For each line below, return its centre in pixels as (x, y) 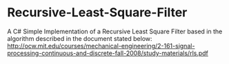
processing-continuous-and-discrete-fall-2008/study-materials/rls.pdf (108, 53)
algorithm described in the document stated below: (80, 38)
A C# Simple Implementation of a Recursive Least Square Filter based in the (115, 31)
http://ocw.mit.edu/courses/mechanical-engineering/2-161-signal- (101, 46)
